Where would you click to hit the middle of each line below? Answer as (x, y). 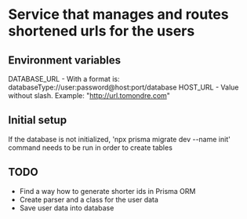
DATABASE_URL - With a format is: (64, 79)
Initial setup (38, 120)
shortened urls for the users (102, 31)
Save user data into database (67, 208)
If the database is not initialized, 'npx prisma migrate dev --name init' (120, 139)
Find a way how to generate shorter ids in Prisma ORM (107, 191)
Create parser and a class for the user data (89, 199)
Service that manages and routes (118, 15)
